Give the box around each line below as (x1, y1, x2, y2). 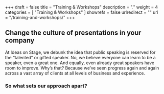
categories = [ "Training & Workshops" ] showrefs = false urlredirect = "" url (5, 9, 158, 15)
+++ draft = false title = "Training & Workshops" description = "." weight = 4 (5, 4, 158, 10)
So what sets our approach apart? (5, 82, 87, 89)
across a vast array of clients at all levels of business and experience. (5, 70, 145, 76)
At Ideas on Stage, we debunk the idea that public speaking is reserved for (5, 49, 156, 55)
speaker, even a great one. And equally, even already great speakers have (5, 60, 155, 66)
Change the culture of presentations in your (5, 29, 141, 37)
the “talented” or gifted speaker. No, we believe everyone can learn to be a (5, 54, 156, 60)
